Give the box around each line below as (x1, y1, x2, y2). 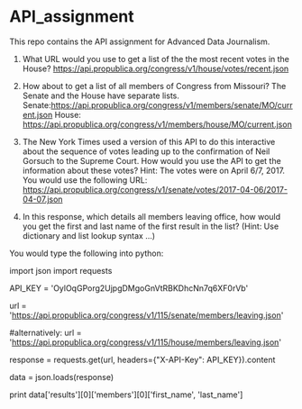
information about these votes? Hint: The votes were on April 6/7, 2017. (22, 165, 286, 176)
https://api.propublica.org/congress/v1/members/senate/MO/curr (50, 99, 293, 110)
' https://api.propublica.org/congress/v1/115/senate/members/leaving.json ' (9, 309, 284, 321)
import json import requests (9, 265, 113, 276)
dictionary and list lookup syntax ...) (22, 230, 156, 241)
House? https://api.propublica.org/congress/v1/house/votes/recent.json (22, 63, 289, 74)
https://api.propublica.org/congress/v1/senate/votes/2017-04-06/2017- (22, 184, 288, 195)
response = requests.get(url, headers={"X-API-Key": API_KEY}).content (9, 354, 276, 365)
